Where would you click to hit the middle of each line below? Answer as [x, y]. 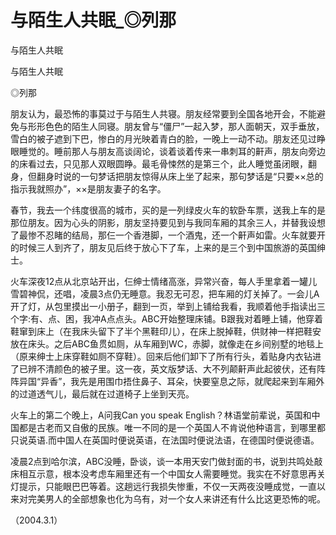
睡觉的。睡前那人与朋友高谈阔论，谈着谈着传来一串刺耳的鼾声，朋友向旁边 [172, 151]
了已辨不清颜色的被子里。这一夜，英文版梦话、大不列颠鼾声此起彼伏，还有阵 [168, 368]
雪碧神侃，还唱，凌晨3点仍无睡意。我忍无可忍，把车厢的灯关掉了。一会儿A [165, 293]
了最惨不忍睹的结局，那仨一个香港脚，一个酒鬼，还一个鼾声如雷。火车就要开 [168, 235]
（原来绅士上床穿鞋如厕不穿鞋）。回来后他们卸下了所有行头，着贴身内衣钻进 [166, 356]
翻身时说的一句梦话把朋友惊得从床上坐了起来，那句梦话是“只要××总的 [180, 176]
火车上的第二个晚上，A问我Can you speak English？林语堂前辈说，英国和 [161, 415]
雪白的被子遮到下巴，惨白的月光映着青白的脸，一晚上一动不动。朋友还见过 [163, 138]
